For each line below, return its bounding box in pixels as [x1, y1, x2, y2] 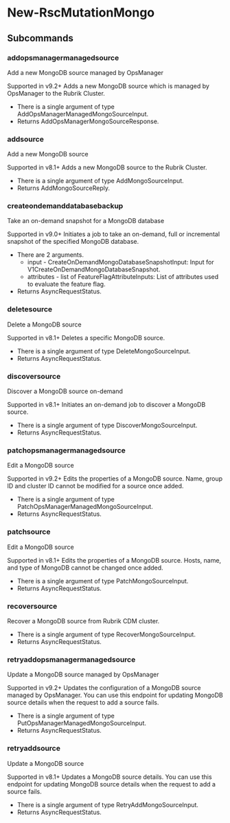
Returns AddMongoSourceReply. [16, 184, 110, 192]
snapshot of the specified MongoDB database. [7, 238, 139, 246]
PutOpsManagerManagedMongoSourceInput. [16, 719, 146, 727]
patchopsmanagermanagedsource [7, 446, 126, 455]
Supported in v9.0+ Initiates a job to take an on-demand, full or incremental [7, 230, 220, 238]
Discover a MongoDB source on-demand [7, 387, 124, 395]
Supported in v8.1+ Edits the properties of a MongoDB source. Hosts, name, [7, 556, 222, 564]
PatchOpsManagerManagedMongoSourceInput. [16, 503, 153, 511]
